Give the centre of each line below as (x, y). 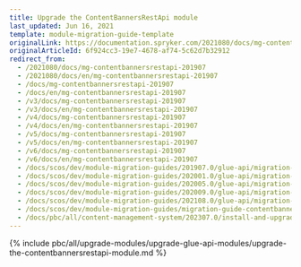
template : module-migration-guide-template (92, 34)
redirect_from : (38, 59)
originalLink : (36, 43)
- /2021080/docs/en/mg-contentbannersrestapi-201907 (118, 76)
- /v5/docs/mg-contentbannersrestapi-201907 (102, 134)
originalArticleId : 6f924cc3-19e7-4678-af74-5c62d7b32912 (120, 51)
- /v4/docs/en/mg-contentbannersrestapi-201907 (108, 126)
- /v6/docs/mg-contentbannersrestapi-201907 (102, 151)
